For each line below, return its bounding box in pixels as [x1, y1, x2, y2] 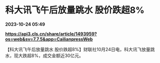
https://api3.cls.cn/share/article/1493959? [5, 31, 97, 37]
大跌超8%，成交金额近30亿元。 [18, 53, 83, 59]
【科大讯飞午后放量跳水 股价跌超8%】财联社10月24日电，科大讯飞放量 [5, 46, 151, 52]
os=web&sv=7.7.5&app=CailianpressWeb [5, 36, 93, 42]
